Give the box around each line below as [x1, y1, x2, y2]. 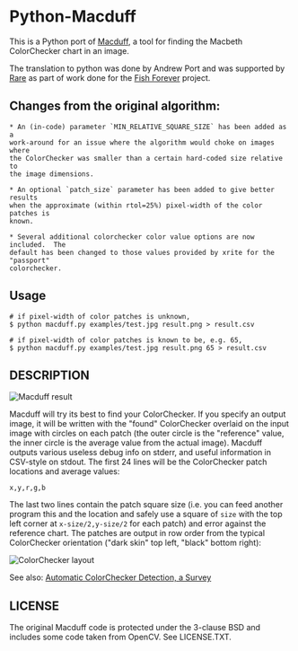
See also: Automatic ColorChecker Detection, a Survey [9, 572, 212, 583]
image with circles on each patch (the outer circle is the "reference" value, [9, 428, 285, 439]
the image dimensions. [9, 169, 94, 179]
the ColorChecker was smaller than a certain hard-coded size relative [9, 154, 283, 163]
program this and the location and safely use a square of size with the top [9, 509, 283, 520]
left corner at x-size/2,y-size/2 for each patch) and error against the [9, 518, 267, 529]
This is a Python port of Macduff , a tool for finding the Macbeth [9, 36, 243, 47]
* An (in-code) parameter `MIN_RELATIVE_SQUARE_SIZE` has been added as [9, 122, 287, 131]
